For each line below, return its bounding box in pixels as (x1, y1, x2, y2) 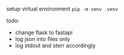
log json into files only (15, 35, 71, 42)
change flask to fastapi (15, 29, 73, 36)
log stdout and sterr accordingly (15, 42, 96, 49)
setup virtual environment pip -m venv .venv (6, 5, 119, 12)
